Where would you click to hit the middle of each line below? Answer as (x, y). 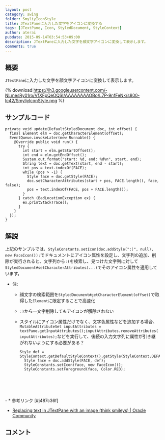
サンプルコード (27, 117)
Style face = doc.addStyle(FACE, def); (65, 361)
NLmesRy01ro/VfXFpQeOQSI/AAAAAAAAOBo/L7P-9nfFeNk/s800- (72, 95)
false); (13, 185)
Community (24, 416)
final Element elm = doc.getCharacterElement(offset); (67, 134)
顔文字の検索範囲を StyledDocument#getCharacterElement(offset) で (87, 294)
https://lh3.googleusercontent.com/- (70, 90)
